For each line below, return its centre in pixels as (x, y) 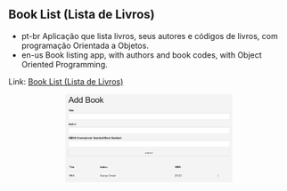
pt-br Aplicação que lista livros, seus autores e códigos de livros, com (149, 36)
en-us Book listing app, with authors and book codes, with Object (141, 55)
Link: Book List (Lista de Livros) (66, 81)
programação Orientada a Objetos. (85, 45)
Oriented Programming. (64, 64)
